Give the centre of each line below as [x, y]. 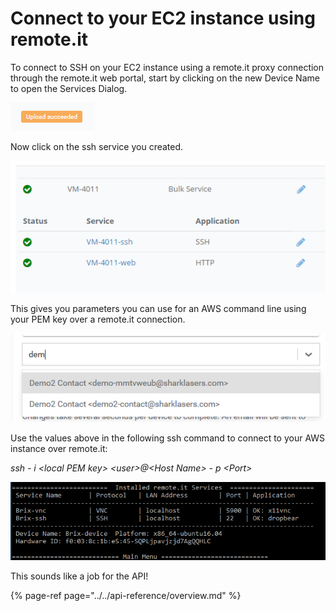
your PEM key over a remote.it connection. [98, 319]
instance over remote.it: [59, 449]
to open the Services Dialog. [69, 88]
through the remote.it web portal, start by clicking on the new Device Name [165, 78]
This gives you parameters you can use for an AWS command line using [158, 308]
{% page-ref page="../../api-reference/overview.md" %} [126, 595]
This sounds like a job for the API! [79, 576]
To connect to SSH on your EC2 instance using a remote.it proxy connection [167, 67]
